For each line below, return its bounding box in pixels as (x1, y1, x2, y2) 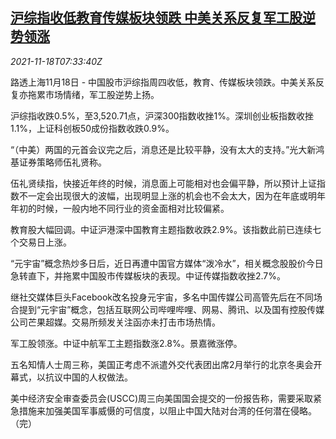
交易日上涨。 (18, 236, 72, 248)
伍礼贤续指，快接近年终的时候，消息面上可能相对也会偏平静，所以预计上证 (10, 177, 317, 189)
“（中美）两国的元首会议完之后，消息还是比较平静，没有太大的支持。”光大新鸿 (10, 143, 325, 155)
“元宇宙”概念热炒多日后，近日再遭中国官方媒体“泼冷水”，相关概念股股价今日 (10, 257, 324, 269)
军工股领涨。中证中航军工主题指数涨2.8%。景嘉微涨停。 (10, 337, 243, 349)
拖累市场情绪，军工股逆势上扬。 (27, 88, 160, 100)
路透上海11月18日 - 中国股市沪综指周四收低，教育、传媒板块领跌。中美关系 (10, 76, 317, 88)
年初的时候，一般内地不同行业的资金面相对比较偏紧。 (10, 202, 230, 214)
